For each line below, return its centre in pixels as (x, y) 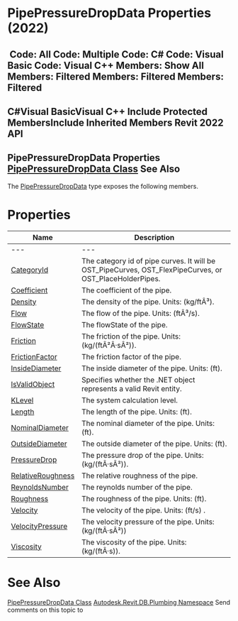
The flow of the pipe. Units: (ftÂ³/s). (141, 313)
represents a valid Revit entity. (131, 388)
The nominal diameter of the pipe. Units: (148, 423)
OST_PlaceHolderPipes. (121, 278)
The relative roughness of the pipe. (140, 476)
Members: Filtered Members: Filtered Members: (116, 76)
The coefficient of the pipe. (126, 290)
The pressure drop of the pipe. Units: (142, 455)
